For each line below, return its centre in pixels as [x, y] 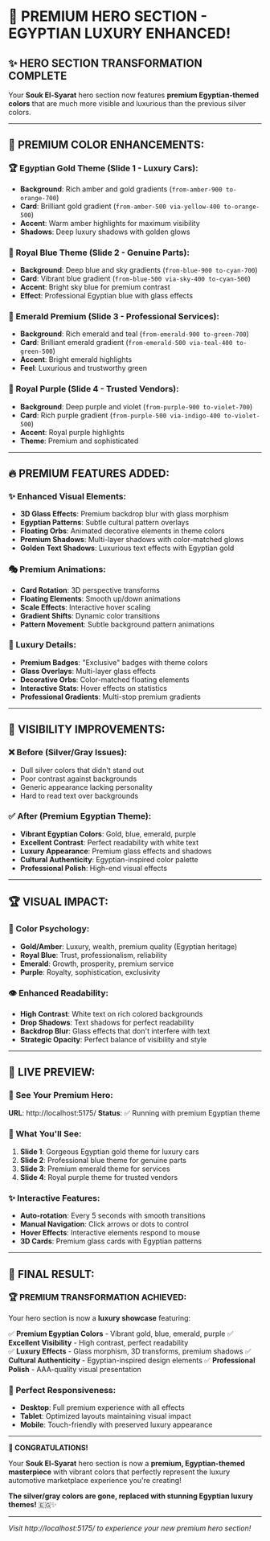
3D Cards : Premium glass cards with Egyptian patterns [111, 1241]
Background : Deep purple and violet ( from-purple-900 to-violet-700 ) [136, 406]
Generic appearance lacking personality [86, 787]
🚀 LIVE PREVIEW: [52, 1073]
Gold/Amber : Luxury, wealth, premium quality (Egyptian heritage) [129, 946]
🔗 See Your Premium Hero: [61, 1095]
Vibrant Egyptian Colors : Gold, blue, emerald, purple [108, 834]
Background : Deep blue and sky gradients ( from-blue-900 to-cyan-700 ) [139, 269]
